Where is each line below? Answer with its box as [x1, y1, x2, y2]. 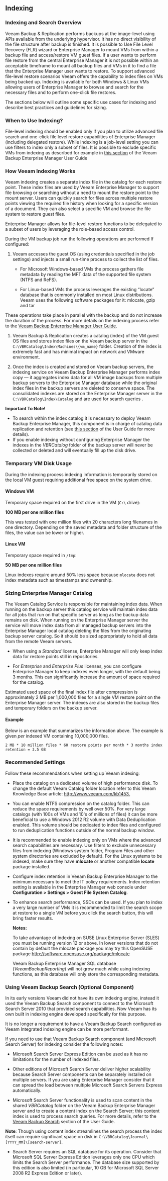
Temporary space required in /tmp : [5, 552, 77, 558]
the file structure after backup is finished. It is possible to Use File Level [5, 41, 153, 47]
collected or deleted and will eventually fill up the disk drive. [12, 447, 136, 453]
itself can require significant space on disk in [5, 1134, 98, 1140]
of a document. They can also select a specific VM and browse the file [5, 206, 151, 212]
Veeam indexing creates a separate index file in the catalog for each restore [5, 179, 162, 185]
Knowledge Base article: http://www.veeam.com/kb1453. [12, 790, 130, 796]
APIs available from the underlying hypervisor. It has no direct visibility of [5, 36, 156, 42]
